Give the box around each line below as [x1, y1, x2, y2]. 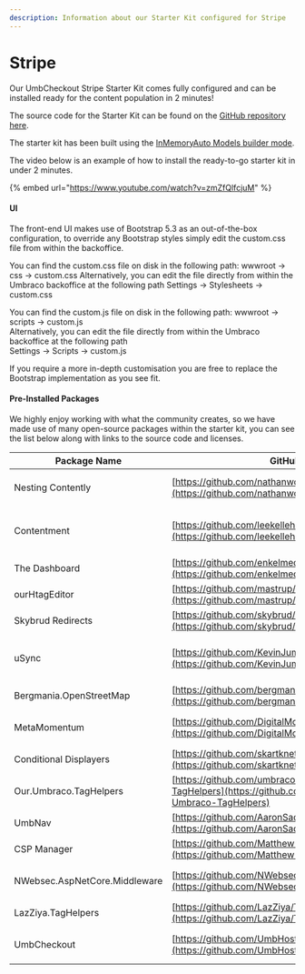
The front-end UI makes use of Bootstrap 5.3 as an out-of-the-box [9, 223, 258, 234]
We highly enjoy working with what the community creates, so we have [9, 413, 275, 424]
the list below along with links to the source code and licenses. [9, 433, 244, 444]
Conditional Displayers [14, 752, 111, 765]
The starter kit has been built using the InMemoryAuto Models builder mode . [9, 137, 295, 148]
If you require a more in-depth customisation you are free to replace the [9, 363, 279, 374]
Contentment [14, 524, 70, 537]
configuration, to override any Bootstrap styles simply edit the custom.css [9, 233, 286, 244]
